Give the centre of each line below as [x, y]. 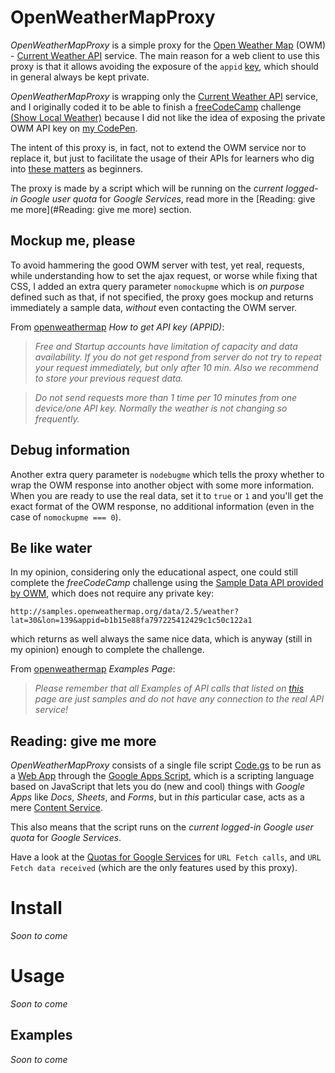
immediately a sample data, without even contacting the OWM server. [154, 307]
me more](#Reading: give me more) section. [101, 209]
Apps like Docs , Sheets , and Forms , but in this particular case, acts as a [157, 797]
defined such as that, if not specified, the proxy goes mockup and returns [162, 297]
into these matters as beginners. [77, 168]
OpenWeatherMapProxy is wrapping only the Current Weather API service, [164, 96]
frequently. [57, 418]
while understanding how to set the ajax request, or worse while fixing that [164, 275]
